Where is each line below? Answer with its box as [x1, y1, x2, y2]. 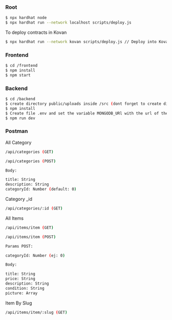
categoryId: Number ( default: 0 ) [5, 186, 77, 192]
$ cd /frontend [5, 63, 38, 68]
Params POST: [5, 243, 33, 249]
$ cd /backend [5, 97, 36, 102]
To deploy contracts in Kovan [5, 29, 67, 35]
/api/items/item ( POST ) [5, 234, 56, 239]
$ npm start [5, 72, 31, 78]
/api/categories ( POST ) [5, 158, 56, 164]
